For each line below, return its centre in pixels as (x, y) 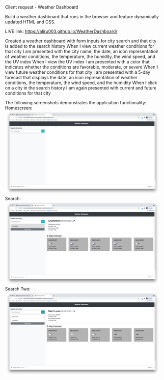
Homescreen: (19, 108)
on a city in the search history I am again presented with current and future (81, 88)
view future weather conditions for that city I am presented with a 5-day (78, 72)
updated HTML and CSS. (30, 22)
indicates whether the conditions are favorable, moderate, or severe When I (82, 67)
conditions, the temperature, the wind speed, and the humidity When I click (81, 83)
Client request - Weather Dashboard (42, 7)
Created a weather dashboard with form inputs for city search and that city (81, 41)
